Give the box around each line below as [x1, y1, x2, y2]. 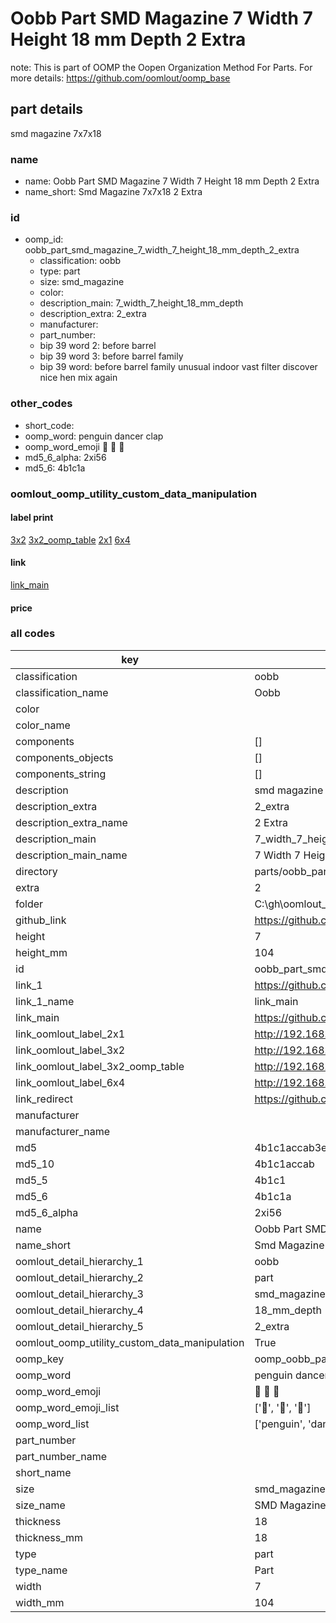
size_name [15, 1498, 66, 1512]
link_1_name [15, 994, 75, 1008]
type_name [15, 1563, 68, 1577]
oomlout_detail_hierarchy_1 [15, 1254, 144, 1268]
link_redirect [15, 1092, 74, 1106]
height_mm [15, 945, 68, 959]
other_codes [10, 397, 73, 411]
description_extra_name [15, 815, 128, 829]
